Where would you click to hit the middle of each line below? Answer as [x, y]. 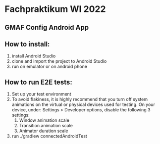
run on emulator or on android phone [50, 67]
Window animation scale [44, 120]
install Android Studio [34, 56]
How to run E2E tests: [38, 82]
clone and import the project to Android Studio [59, 61]
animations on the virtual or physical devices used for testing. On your [83, 104]
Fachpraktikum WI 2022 [55, 9]
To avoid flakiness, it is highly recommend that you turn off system [80, 99]
